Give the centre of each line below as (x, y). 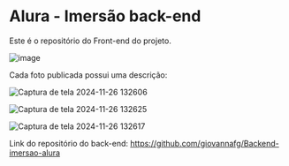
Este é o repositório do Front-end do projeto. (91, 41)
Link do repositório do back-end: (69, 143)
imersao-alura (34, 153)
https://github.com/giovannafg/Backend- (205, 143)
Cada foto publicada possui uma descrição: (88, 75)
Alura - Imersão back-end (105, 16)
